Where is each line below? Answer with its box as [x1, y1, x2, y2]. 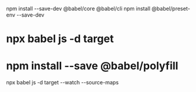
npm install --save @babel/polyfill [6, 59, 179, 73]
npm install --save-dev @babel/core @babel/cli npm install [6, 5, 150, 12]
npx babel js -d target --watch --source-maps [6, 79, 119, 86]
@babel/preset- [151, 5, 191, 12]
